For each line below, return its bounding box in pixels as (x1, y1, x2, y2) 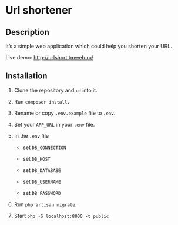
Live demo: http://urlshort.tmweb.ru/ (5, 54, 93, 61)
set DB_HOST (22, 155, 51, 162)
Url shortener (5, 4, 72, 17)
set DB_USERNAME (22, 178, 61, 185)
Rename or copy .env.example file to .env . (14, 110, 116, 117)
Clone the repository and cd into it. (14, 87, 98, 94)
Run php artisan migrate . (14, 201, 77, 208)
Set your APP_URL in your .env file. (14, 121, 95, 128)
